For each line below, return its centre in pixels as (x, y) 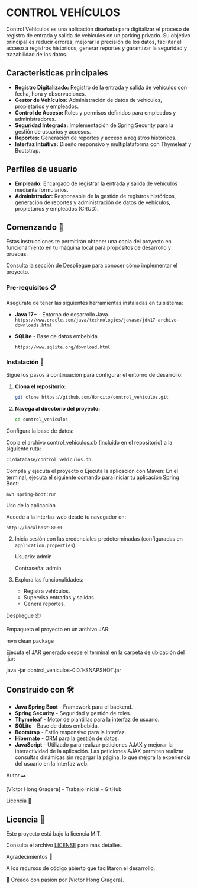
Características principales (57, 73)
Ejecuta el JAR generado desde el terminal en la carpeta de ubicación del (96, 652)
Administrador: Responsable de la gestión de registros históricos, (95, 196)
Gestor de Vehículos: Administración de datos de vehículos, (88, 100)
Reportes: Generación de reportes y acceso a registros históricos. (96, 138)
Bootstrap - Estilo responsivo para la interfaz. (70, 732)
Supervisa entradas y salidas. (59, 598)
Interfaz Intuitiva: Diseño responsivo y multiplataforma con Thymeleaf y (103, 144)
